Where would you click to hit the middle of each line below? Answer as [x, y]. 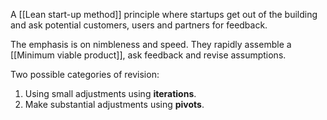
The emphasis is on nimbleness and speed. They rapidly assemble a [151, 44]
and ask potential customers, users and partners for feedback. [139, 25]
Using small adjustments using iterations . [110, 93]
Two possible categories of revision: [85, 74]
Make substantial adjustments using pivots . [114, 104]
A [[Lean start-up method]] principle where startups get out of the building [164, 14]
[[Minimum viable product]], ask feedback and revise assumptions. [148, 55]
